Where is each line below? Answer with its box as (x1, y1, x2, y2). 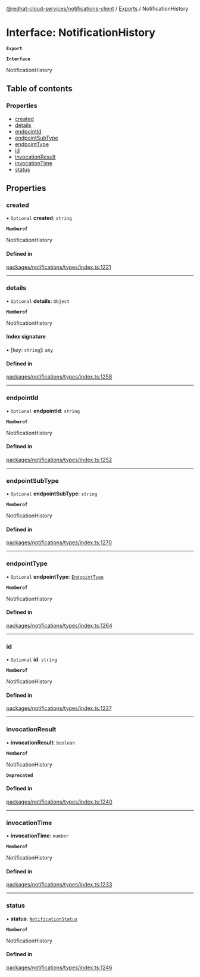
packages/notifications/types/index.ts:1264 (6, 622, 113, 629)
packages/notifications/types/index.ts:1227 (6, 705, 112, 712)
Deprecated (6, 772, 33, 779)
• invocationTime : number (6, 832, 69, 839)
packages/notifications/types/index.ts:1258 (6, 373, 112, 380)
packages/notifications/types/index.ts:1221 (6, 263, 111, 271)
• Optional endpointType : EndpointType (6, 573, 104, 580)
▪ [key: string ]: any (6, 346, 54, 353)
